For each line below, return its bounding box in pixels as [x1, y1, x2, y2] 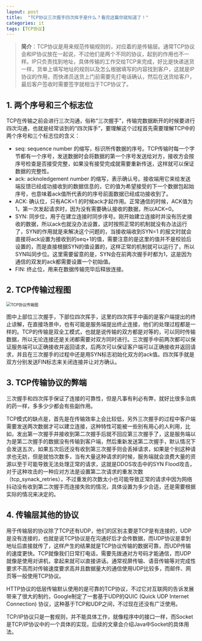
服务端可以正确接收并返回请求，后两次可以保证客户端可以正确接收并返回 [11, 343, 191, 350]
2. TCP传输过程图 [6, 285, 72, 295]
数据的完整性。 [14, 168, 52, 175]
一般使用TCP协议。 [16, 572, 64, 579]
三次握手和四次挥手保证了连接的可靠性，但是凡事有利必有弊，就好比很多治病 [6, 394, 196, 402]
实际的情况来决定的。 [6, 490, 59, 497]
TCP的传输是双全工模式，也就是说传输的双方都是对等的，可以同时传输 [22, 328, 196, 335]
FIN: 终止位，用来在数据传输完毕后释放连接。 [14, 266, 127, 273]
